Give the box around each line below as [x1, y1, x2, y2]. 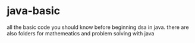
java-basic [7, 4, 61, 18]
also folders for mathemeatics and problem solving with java [7, 29, 155, 37]
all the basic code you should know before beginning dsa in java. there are [7, 24, 189, 31]
